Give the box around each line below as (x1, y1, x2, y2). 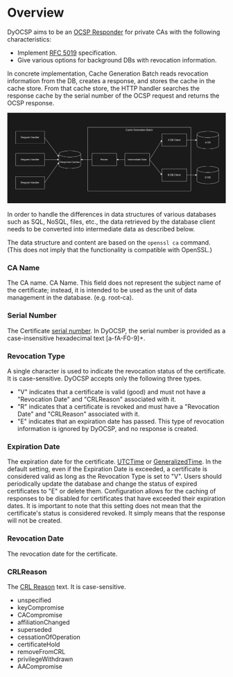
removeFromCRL (17, 647, 66, 656)
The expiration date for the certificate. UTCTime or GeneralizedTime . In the (7, 457, 222, 466)
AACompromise (17, 662, 62, 670)
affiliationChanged (17, 618, 71, 626)
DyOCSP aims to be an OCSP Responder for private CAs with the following (7, 28, 221, 36)
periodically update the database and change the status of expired (7, 480, 198, 488)
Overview (7, 5, 64, 21)
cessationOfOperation (17, 633, 81, 641)
